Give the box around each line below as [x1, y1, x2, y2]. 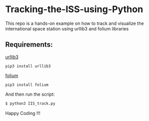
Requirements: [5, 41, 53, 49]
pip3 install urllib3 [5, 63, 51, 69]
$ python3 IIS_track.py [5, 101, 56, 106]
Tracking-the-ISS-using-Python [5, 4, 143, 15]
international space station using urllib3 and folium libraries [5, 25, 129, 31]
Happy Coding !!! [5, 110, 41, 116]
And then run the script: [5, 91, 55, 97]
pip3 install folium [5, 82, 49, 87]
